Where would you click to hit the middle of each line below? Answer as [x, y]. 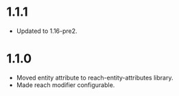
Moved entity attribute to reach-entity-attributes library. [95, 77]
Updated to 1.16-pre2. [47, 31]
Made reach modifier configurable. [65, 85]
